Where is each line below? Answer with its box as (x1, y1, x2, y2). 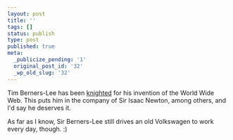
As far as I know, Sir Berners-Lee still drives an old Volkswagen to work (7, 117, 215, 125)
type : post (7, 37, 39, 44)
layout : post (7, 10, 46, 18)
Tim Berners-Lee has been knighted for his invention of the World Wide (7, 89, 215, 97)
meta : (7, 50, 23, 57)
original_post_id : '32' (13, 63, 83, 70)
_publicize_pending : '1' (13, 56, 87, 63)
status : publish (7, 30, 55, 37)
